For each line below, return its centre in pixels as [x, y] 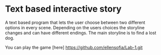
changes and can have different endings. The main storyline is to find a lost [81, 33]
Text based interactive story [63, 9]
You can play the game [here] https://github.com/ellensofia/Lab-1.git [74, 47]
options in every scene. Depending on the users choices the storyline [75, 27]
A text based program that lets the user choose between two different [75, 22]
